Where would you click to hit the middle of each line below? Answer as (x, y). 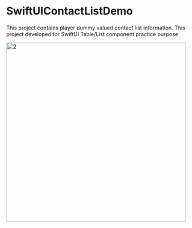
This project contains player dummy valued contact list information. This (96, 28)
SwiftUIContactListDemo (70, 11)
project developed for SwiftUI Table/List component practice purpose (92, 34)
